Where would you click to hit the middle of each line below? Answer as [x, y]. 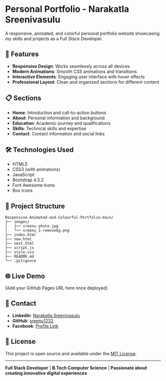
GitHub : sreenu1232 [33, 321]
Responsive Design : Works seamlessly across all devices [71, 66]
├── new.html [19, 239]
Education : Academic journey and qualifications [61, 123]
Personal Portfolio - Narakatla [67, 9]
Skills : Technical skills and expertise [49, 128]
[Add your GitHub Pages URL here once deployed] [56, 288]
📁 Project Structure [35, 206]
